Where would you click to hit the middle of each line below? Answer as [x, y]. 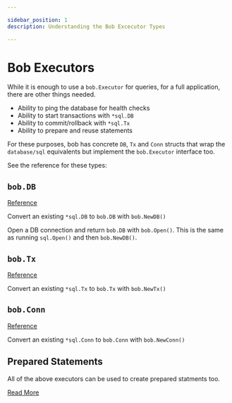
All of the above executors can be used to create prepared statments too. [114, 378]
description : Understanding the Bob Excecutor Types [86, 26]
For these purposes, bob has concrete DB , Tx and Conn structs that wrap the [116, 144]
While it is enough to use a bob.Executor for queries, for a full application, [114, 87]
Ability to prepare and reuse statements [75, 130]
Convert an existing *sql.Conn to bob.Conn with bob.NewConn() [96, 340]
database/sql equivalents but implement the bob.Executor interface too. [111, 151]
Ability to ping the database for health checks [84, 108]
